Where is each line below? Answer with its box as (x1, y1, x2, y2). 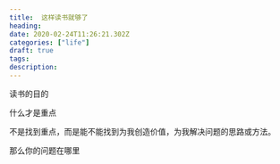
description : (9, 63, 58, 72)
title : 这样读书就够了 (9, 12, 89, 22)
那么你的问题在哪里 (9, 144, 81, 156)
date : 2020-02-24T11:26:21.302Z (9, 29, 130, 38)
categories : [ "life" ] (9, 37, 90, 47)
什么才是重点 (9, 107, 56, 118)
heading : (9, 21, 42, 30)
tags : (9, 54, 30, 63)
